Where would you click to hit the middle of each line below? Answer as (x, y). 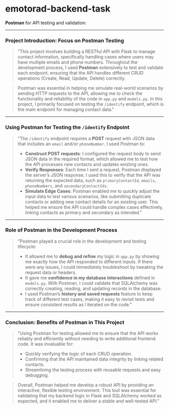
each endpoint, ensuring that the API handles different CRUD (80, 73)
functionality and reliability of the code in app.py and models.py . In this (90, 99)
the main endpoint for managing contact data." (66, 109)
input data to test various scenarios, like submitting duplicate (88, 196)
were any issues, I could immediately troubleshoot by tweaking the (94, 267)
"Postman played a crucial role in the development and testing (82, 241)
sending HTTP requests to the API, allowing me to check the (80, 93)
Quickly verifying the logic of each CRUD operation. (78, 354)
